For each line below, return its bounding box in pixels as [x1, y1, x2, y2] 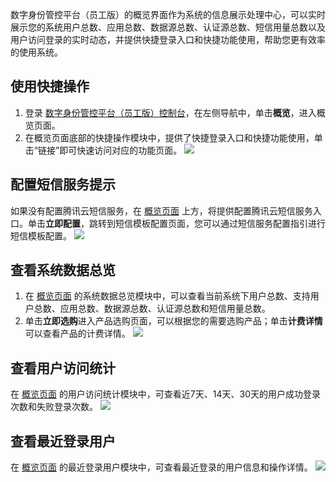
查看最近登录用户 [10, 433, 116, 450]
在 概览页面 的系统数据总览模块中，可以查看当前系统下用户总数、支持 [24, 290, 311, 302]
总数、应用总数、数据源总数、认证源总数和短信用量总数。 [33, 303, 271, 315]
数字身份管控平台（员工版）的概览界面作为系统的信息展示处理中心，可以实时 [10, 9, 326, 20]
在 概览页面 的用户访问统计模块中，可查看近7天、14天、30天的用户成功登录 [10, 388, 322, 400]
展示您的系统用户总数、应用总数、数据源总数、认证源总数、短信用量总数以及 [10, 21, 326, 33]
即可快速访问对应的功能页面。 [59, 144, 183, 156]
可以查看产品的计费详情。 [24, 328, 131, 340]
